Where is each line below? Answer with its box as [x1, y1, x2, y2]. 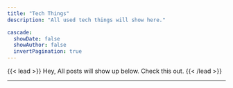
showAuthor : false [13, 42, 67, 49]
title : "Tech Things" [7, 10, 70, 17]
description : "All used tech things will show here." [7, 16, 166, 23]
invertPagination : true [13, 48, 82, 55]
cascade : [7, 29, 33, 36]
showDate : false [13, 35, 60, 42]
